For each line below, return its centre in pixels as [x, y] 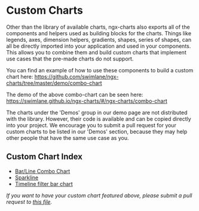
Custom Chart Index [44, 157]
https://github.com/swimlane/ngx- [76, 77]
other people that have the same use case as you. [68, 137]
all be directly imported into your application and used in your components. [99, 46]
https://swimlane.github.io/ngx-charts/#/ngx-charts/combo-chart [87, 101]
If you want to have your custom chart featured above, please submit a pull [99, 195]
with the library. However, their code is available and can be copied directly [99, 119]
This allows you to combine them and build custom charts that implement [96, 52]
